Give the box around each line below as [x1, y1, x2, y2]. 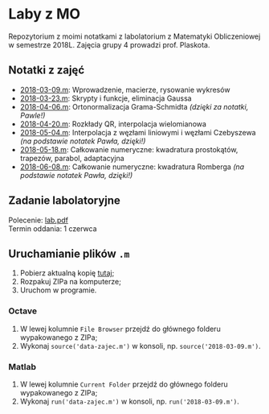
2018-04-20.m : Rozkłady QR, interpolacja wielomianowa [19, 118, 207, 129]
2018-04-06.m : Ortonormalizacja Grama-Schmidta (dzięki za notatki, [19, 101, 249, 111]
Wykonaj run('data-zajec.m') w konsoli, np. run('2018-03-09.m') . [19, 396, 239, 406]
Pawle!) [19, 110, 46, 120]
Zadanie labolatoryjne [8, 194, 120, 208]
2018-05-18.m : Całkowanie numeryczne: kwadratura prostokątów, [19, 144, 238, 154]
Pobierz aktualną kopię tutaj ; [19, 268, 115, 278]
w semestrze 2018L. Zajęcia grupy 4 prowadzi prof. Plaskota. [8, 39, 210, 49]
